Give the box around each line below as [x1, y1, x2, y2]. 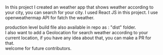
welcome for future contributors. [5, 46, 72, 51]
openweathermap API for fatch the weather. [5, 15, 95, 20]
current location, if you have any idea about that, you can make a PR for [5, 35, 152, 41]
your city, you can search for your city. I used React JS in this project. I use [5, 9, 158, 15]
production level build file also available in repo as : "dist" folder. [5, 24, 136, 30]
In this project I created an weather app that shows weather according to [5, 4, 154, 10]
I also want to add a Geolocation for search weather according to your [5, 30, 148, 35]
